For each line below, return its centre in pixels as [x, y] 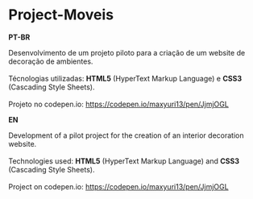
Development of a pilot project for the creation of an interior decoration [126, 135]
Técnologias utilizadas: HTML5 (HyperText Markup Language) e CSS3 [125, 78]
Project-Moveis [61, 15]
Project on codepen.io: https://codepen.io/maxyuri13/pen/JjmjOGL [118, 186]
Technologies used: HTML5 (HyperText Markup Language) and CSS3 [124, 161]
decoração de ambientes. [51, 61]
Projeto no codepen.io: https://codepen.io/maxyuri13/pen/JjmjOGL [119, 104]
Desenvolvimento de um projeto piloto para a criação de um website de [127, 52]
